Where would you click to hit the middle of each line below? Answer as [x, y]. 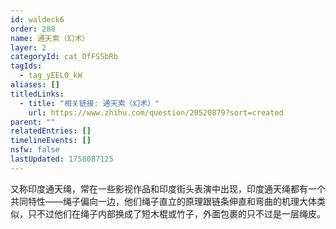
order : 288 [33, 29]
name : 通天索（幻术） [50, 38]
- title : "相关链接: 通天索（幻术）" [89, 103]
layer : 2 [28, 47]
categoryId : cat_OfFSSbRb [64, 57]
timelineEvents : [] [51, 141]
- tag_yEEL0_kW [51, 76]
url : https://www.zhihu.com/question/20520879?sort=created [156, 112]
